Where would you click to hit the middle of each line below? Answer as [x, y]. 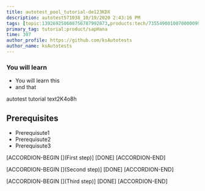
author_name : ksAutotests [39, 46]
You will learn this [37, 81]
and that [26, 87]
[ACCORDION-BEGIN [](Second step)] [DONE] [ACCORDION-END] [90, 169]
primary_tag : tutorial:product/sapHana [57, 29]
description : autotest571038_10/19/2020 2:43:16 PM [73, 18]
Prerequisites [32, 118]
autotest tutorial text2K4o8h [42, 99]
